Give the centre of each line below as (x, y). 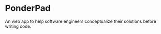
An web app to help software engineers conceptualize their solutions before (80, 21)
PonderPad (28, 8)
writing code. (18, 26)
